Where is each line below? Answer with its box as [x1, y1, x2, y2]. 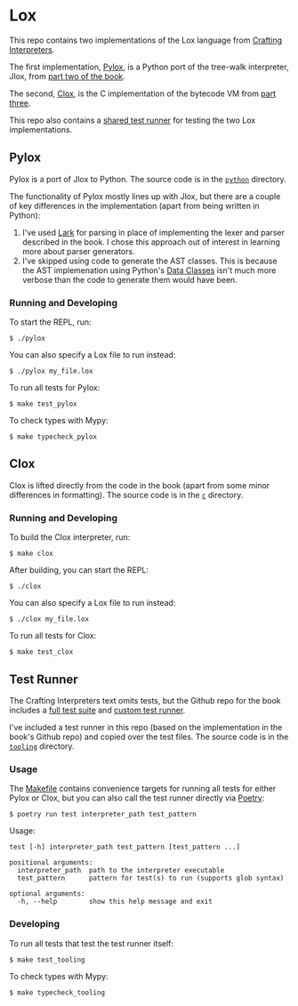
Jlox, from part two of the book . [9, 70, 126, 81]
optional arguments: [9, 889, 86, 898]
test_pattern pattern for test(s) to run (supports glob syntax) [17, 873, 285, 883]
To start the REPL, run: [9, 317, 92, 327]
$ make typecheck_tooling [9, 988, 105, 997]
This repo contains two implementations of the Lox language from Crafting [9, 35, 283, 45]
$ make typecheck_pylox [9, 432, 98, 441]
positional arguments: [9, 858, 93, 867]
